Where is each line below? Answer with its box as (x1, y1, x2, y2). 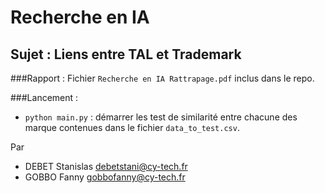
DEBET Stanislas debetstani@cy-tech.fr (24, 161, 188, 172)
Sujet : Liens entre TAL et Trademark (10, 46, 242, 63)
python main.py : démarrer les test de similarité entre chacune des (24, 111, 298, 123)
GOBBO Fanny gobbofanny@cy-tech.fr (24, 171, 186, 183)
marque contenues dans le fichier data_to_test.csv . (24, 122, 240, 133)
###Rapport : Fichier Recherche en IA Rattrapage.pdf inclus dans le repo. (10, 72, 315, 84)
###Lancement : (10, 92, 79, 103)
